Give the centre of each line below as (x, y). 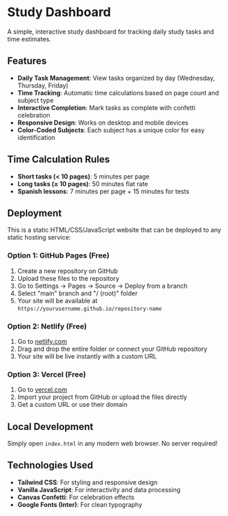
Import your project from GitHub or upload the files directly (102, 397)
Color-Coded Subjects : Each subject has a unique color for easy (111, 130)
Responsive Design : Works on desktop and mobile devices (103, 123)
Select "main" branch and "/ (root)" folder (77, 293)
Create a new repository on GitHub (67, 271)
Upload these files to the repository (68, 278)
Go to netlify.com (42, 341)
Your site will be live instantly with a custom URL (87, 356)
